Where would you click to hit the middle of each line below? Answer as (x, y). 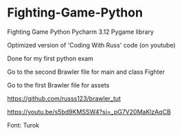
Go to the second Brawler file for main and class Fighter (86, 72)
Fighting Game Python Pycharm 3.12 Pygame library (81, 32)
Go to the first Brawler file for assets (58, 85)
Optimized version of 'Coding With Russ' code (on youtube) (92, 45)
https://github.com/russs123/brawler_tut (64, 98)
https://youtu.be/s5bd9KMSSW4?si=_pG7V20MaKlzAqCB (89, 112)
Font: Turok (23, 125)
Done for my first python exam (50, 58)
